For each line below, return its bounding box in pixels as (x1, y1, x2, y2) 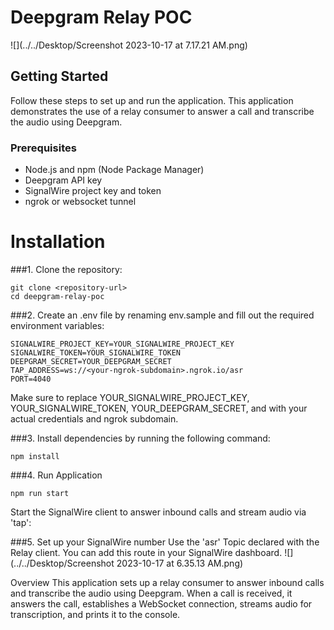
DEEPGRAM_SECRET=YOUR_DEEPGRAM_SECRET (10, 356, 172, 366)
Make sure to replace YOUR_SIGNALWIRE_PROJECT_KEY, (10, 391, 250, 403)
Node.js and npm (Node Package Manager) (24, 164, 205, 176)
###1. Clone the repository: (10, 263, 123, 275)
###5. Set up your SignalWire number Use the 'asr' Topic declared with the (10, 536, 320, 548)
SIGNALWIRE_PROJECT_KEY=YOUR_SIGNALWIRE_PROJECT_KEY (10, 339, 235, 349)
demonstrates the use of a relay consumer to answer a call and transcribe (10, 105, 315, 117)
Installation (10, 231, 106, 253)
